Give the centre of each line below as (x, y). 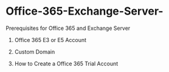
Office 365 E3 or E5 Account (50, 40)
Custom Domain (35, 52)
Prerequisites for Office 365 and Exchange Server (68, 28)
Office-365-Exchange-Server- (84, 11)
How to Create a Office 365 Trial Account (66, 63)
